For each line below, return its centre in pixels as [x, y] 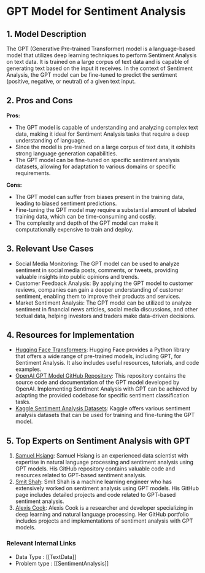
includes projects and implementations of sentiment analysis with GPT [104, 521]
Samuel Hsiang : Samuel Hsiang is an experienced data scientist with [102, 456]
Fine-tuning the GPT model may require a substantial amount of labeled [106, 209]
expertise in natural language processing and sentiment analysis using [104, 462]
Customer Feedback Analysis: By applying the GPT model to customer [104, 283]
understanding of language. [50, 140]
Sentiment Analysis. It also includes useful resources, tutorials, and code [107, 363]
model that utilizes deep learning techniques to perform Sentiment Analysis [102, 55]
